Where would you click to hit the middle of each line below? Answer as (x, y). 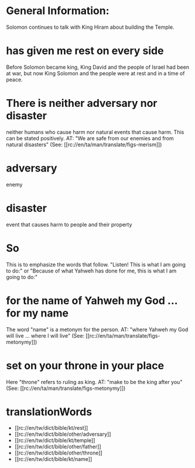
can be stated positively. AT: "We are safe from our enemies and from (90, 138)
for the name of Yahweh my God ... (92, 300)
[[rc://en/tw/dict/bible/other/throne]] (58, 453)
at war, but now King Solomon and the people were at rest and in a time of (95, 73)
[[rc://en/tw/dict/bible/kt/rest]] (51, 428)
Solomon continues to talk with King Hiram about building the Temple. (90, 27)
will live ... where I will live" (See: (45, 335)
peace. (14, 79)
